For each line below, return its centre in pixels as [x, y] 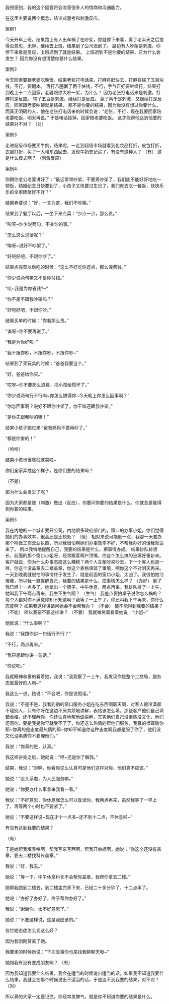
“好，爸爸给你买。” [24, 374]
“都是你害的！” [21, 438]
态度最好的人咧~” [23, 683]
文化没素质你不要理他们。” [32, 736]
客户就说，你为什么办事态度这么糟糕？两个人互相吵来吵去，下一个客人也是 [82, 562]
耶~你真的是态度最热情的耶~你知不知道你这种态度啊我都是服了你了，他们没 [83, 729]
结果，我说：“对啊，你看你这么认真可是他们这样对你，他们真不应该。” [77, 768]
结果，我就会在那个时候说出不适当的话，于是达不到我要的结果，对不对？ [84, 980]
